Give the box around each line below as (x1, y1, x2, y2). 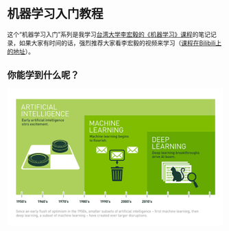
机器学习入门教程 (7, 6, 104, 22)
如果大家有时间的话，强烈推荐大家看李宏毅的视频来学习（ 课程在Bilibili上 (19, 38, 222, 47)
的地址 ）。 (7, 47, 34, 56)
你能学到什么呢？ (7, 69, 80, 81)
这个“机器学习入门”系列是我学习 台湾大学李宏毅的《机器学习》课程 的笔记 (7, 30, 211, 38)
